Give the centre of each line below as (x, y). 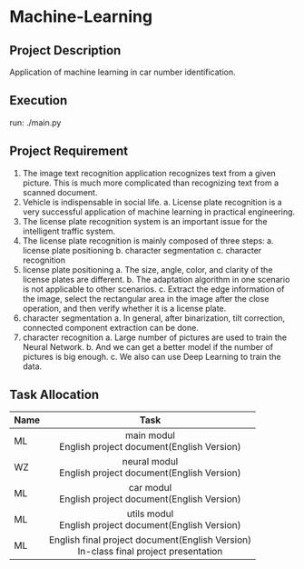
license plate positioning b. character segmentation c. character (142, 250)
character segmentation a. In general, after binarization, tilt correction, (154, 318)
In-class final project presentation (150, 552)
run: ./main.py (35, 122)
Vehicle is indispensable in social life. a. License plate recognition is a (152, 202)
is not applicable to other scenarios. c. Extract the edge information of (153, 289)
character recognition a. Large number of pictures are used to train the (155, 337)
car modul (150, 488)
